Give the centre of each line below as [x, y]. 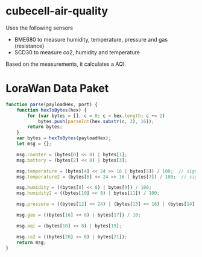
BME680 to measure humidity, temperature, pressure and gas [91, 39]
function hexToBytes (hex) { [52, 110]
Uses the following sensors [39, 28]
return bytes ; [45, 127]
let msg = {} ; [34, 144]
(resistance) [29, 46]
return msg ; [31, 243]
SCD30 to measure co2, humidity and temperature [77, 52]
